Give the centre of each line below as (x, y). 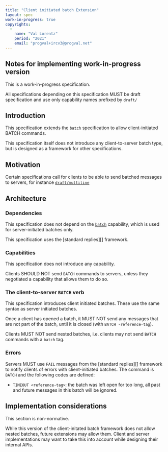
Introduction (25, 115)
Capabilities (20, 252)
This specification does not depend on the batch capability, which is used (82, 224)
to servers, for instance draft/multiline (47, 182)
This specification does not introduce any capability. (60, 264)
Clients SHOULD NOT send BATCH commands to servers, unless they (77, 274)
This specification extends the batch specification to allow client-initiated (82, 128)
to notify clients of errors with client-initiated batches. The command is (80, 369)
